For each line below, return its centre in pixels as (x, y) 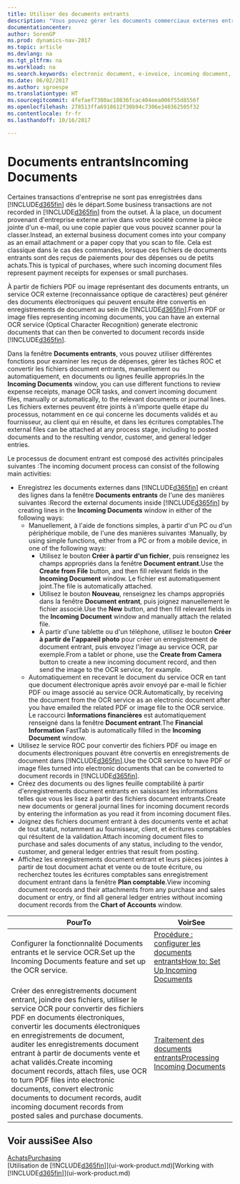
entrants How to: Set (187, 961)
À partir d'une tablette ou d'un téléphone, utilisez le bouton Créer (135, 631)
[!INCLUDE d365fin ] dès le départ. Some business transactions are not (110, 204)
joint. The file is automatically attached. (96, 586)
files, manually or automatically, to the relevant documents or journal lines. (117, 399)
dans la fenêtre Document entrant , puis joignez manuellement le (134, 601)
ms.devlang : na (30, 54)
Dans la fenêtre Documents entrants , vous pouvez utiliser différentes (110, 353)
